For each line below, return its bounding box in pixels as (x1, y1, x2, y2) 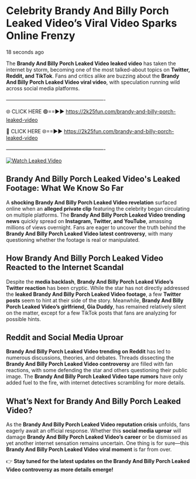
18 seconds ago (6, 48, 44, 55)
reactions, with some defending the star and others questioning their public (6, 367, 188, 374)
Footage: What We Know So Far (6, 183, 124, 193)
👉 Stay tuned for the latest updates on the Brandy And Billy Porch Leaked (6, 458, 190, 465)
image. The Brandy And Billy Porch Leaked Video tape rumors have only (6, 373, 183, 380)
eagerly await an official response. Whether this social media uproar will (6, 427, 181, 434)
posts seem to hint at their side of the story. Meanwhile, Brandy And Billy (6, 296, 184, 303)
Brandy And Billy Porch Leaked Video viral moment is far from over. (6, 446, 172, 453)
